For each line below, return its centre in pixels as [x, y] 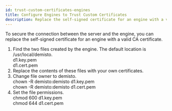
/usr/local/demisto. [33, 54]
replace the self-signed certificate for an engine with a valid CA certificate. [84, 39]
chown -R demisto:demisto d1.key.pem [53, 81]
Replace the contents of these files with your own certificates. [78, 71]
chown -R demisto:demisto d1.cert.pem [54, 87]
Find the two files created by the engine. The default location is [79, 49]
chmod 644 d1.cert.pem [38, 103]
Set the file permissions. [38, 93]
